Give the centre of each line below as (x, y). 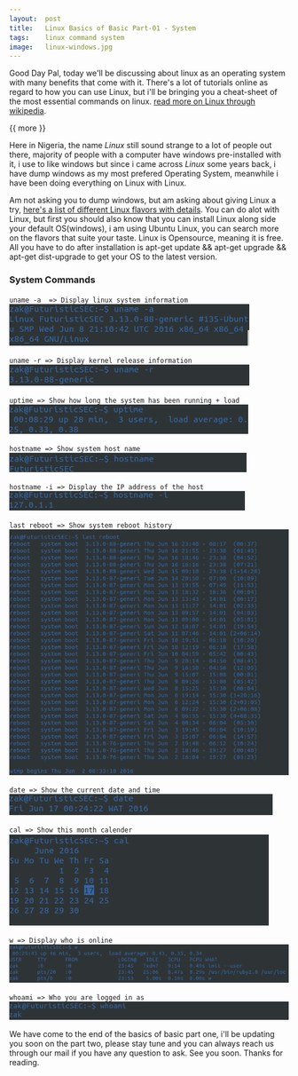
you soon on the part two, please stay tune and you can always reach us (142, 1044)
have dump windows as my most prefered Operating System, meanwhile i (144, 174)
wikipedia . (28, 111)
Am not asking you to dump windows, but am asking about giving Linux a (143, 201)
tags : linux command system (67, 37)
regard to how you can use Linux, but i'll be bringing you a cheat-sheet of (143, 92)
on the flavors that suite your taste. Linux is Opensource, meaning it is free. (146, 238)
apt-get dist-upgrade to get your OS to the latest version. (113, 257)
